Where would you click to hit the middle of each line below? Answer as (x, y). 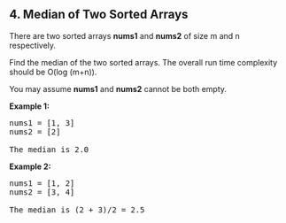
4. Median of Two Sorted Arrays (99, 15)
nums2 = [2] (35, 131)
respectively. (32, 45)
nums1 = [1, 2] (42, 183)
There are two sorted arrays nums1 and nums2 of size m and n (125, 35)
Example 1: (30, 106)
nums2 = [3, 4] (42, 192)
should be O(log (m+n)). (53, 72)
